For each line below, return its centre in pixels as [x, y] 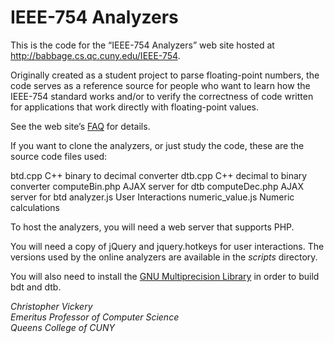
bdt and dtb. [36, 287]
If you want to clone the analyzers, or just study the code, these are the [157, 145]
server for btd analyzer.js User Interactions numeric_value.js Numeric [152, 197]
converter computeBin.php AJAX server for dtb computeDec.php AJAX [157, 186]
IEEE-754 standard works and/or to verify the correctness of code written [162, 96]
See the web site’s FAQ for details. [80, 126]
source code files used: [59, 156]
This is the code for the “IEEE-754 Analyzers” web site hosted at [142, 45]
